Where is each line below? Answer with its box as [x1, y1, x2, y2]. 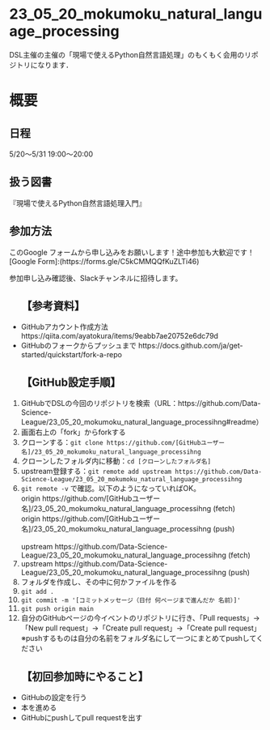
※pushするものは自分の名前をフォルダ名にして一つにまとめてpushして [20, 634, 257, 643]
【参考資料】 [20, 299, 86, 313]
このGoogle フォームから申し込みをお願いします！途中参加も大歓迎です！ [9, 247, 255, 257]
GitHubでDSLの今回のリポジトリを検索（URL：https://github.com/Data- [20, 399, 261, 408]
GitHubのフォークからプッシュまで [20, 341, 137, 351]
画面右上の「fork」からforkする [20, 427, 126, 438]
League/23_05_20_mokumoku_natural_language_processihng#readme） [20, 417, 264, 427]
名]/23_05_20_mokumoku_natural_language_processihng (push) [20, 524, 235, 534]
